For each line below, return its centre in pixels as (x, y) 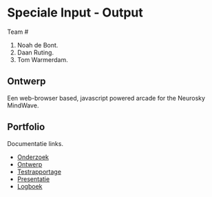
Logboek (30, 186)
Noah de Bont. (38, 45)
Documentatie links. (35, 143)
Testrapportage (39, 172)
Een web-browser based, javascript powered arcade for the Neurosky (106, 98)
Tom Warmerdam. (42, 59)
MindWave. (23, 105)
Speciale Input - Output (75, 13)
